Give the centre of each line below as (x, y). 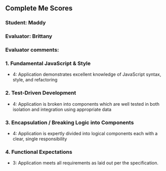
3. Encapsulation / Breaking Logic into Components (70, 122)
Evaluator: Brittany (29, 36)
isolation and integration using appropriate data (62, 109)
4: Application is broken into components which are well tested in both (86, 104)
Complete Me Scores (39, 8)
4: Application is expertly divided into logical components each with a (85, 134)
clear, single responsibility (40, 139)
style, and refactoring (35, 80)
